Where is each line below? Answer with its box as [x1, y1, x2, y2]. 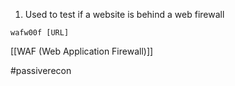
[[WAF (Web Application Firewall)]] [10, 45, 154, 57]
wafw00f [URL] [10, 28, 70, 38]
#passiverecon [10, 65, 72, 76]
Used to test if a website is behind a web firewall [24, 9, 225, 20]
